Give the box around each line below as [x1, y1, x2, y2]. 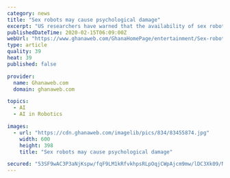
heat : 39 [7, 55, 32, 61]
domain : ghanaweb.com [13, 86, 75, 93]
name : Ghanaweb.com [13, 79, 69, 86]
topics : [7, 98, 29, 105]
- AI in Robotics [13, 110, 63, 118]
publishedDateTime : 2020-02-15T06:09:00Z [7, 29, 127, 36]
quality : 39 [7, 48, 41, 55]
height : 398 [19, 142, 53, 149]
